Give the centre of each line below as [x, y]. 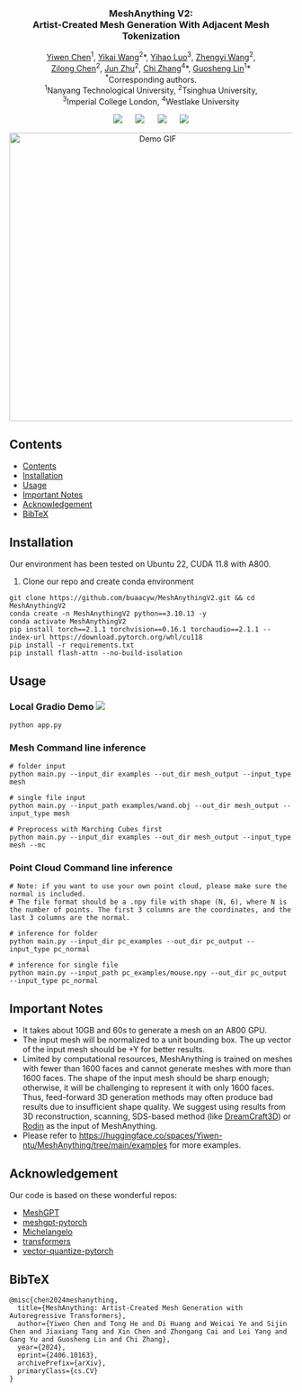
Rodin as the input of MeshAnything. [90, 1126]
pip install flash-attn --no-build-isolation [96, 653]
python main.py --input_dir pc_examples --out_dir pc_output [126, 942]
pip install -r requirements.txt [72, 646]
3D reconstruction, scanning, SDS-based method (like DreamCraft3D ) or [156, 1116]
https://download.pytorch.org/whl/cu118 [126, 638]
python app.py [36, 725]
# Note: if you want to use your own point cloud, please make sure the [148, 887]
